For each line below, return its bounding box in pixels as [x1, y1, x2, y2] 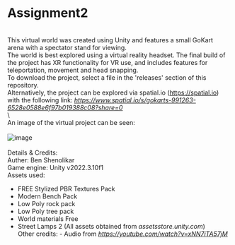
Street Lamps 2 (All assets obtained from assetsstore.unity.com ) [17, 222, 205, 230]
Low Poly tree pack [17, 207, 74, 215]
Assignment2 [7, 5, 88, 21]
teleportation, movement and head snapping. [7, 66, 139, 74]
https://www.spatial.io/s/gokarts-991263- [74, 95, 196, 104]
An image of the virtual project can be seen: [7, 118, 136, 126]
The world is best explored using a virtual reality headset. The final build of [7, 51, 226, 59]
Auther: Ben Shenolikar [7, 155, 75, 164]
